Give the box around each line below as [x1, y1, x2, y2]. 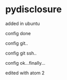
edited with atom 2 [5, 70, 45, 76]
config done [5, 30, 31, 36]
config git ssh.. [5, 50, 37, 56]
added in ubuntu [5, 20, 40, 26]
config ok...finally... [5, 60, 46, 66]
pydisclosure [5, 4, 62, 15]
